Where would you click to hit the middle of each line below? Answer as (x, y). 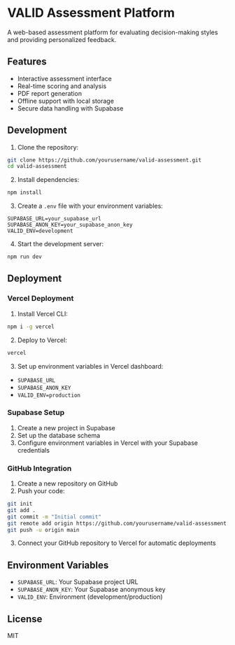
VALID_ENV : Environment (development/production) (90, 597)
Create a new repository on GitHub (67, 483)
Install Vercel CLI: (43, 313)
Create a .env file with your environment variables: (90, 206)
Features (27, 62)
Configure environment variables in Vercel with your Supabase (107, 443)
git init (20, 504)
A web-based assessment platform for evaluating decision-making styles (113, 32)
